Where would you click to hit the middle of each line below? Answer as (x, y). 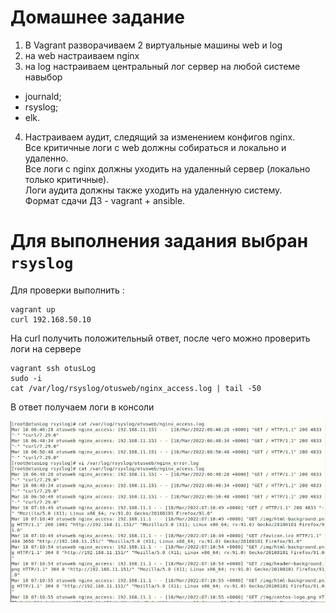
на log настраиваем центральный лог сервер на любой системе (162, 66)
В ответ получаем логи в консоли (82, 407)
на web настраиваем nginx (82, 55)
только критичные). (67, 179)
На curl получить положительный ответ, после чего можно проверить (160, 338)
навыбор (43, 77)
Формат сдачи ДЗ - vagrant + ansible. (105, 200)
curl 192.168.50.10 (51, 319)
